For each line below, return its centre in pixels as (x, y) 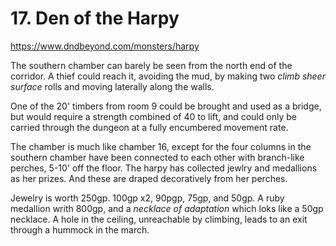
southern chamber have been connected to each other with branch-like (157, 157)
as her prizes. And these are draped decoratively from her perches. (149, 178)
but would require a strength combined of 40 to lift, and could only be (153, 116)
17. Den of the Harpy (95, 18)
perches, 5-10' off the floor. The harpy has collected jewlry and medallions (164, 168)
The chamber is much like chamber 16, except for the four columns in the (161, 146)
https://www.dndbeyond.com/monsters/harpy (105, 46)
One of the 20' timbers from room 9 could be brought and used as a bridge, (166, 106)
